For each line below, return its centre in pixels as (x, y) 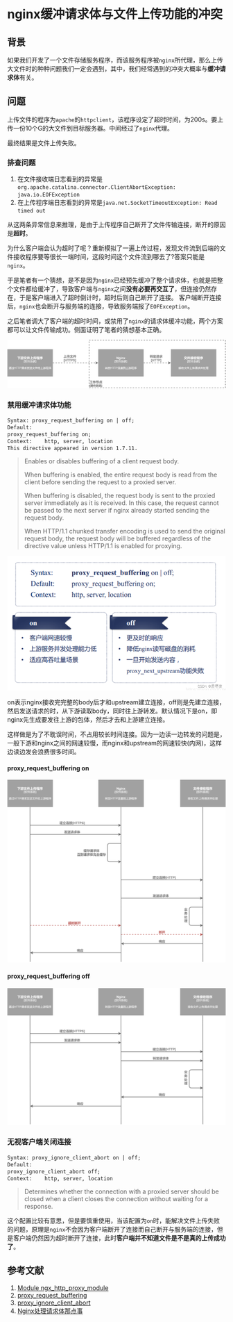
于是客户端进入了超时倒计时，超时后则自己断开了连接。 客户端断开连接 (120, 298)
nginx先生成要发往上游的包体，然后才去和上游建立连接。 (88, 720)
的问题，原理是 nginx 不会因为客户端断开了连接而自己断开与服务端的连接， (112, 1229)
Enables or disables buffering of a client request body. (102, 461)
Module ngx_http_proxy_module (63, 1288)
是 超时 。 (19, 233)
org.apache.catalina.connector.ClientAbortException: (96, 188)
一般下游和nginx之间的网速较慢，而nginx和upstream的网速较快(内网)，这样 (114, 743)
